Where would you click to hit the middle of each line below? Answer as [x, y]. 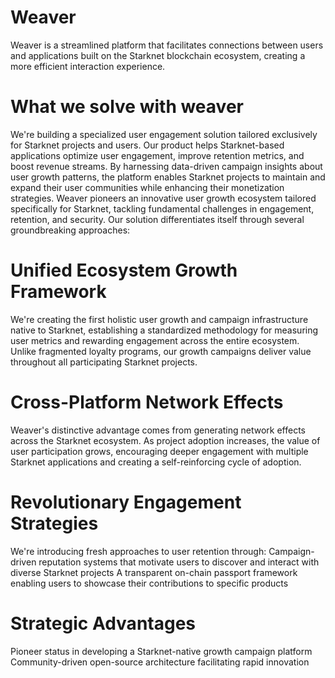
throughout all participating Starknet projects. [104, 362]
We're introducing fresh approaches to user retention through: [138, 551]
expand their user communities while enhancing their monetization [147, 187]
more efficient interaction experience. [88, 66]
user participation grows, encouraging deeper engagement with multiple [159, 451]
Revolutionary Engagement [126, 502]
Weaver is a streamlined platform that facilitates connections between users [167, 45]
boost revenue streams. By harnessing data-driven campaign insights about [166, 166]
